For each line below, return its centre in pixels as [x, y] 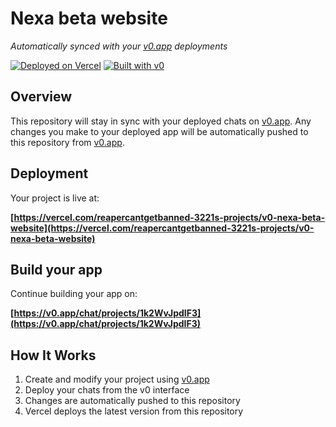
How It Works [53, 355]
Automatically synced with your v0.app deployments [119, 46]
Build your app [56, 269]
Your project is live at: [55, 198]
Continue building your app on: [74, 294]
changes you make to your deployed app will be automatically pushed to [159, 131]
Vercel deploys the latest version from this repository [134, 411]
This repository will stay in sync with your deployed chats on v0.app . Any [161, 121]
